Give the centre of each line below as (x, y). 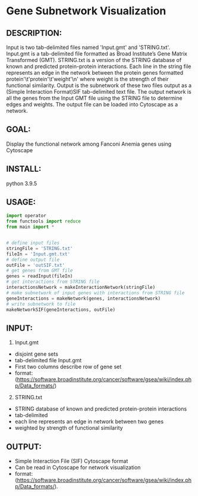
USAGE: (21, 202)
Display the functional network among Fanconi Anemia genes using (89, 144)
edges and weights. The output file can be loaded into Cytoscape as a (92, 104)
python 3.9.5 (22, 183)
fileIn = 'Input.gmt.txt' (38, 254)
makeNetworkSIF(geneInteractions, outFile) (61, 309)
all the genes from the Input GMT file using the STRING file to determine (94, 98)
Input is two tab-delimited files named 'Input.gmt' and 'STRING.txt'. (88, 47)
